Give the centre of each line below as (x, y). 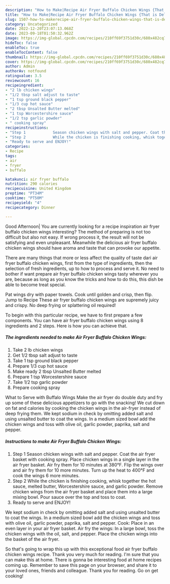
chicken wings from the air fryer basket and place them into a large (82, 492)
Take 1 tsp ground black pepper (45, 361)
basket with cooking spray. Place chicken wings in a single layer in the (86, 459)
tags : (11, 156)
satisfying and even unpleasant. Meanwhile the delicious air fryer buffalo (81, 242)
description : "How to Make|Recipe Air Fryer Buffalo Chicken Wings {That (85, 10)
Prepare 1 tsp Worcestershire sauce (50, 377)
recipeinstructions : (27, 128)
